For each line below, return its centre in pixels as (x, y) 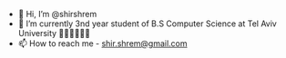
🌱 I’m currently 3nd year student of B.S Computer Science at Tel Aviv (148, 24)
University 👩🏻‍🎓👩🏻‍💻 (54, 33)
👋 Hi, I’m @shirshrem (57, 14)
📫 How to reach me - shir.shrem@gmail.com (103, 43)
